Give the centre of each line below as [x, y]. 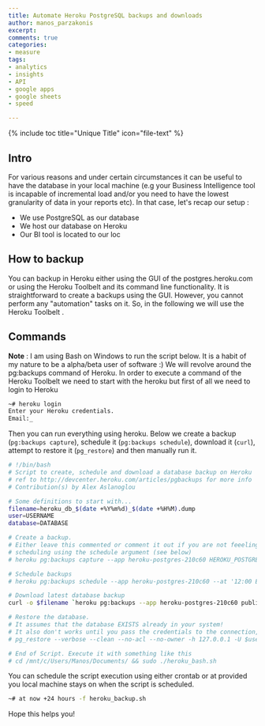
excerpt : [22, 30]
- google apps [32, 89]
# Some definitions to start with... [70, 501]
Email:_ [21, 419]
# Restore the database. [49, 618]
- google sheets [35, 96]
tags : [17, 60]
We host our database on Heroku [73, 225]
